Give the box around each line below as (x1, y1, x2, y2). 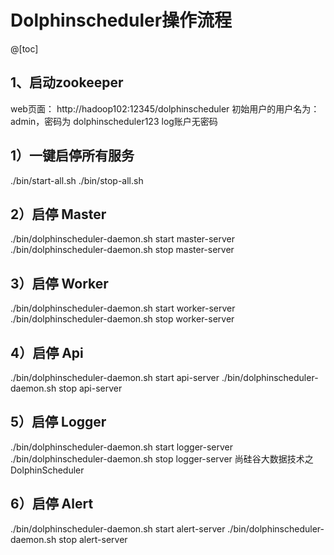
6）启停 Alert (10, 496, 94, 513)
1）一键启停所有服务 (10, 147, 135, 165)
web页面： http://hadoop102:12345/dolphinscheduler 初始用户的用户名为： (10, 102, 320, 115)
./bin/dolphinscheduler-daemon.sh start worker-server (10, 302, 236, 315)
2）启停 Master (10, 206, 107, 223)
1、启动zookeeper (10, 74, 124, 91)
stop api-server (58, 382, 123, 394)
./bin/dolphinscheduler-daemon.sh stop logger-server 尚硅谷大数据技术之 (10, 452, 314, 465)
